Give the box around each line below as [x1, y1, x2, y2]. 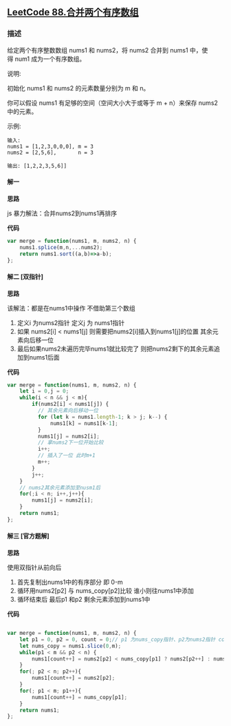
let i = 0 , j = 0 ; [19, 388, 69, 395]
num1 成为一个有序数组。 [14, 55, 86, 63]
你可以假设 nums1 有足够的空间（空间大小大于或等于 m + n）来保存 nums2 [7, 99, 219, 107]
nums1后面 [29, 353, 60, 361]
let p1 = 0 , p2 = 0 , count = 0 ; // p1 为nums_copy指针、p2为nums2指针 [19, 636, 216, 643]
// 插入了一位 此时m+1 [37, 452, 96, 459]
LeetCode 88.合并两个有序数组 [7, 6, 139, 19]
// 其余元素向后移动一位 [37, 407, 98, 414]
